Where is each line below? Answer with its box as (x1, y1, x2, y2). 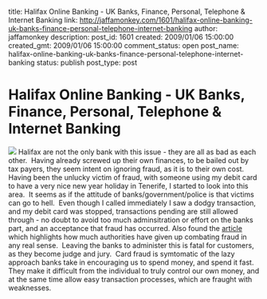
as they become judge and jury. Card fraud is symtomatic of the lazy (8, 249, 235, 258)
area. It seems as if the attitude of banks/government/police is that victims (8, 189, 255, 199)
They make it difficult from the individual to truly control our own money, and (8, 265, 260, 275)
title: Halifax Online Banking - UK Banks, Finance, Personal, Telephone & (8, 7, 245, 16)
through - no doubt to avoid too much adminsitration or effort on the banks (8, 215, 253, 225)
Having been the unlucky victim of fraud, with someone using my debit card (8, 172, 257, 182)
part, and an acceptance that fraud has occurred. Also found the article (8, 223, 243, 233)
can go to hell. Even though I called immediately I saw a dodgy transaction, (8, 197, 257, 207)
